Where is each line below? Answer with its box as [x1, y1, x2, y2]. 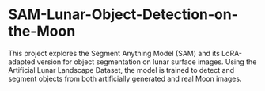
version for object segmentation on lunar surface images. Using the [36, 57, 257, 66]
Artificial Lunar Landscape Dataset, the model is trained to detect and [8, 65, 235, 74]
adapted [8, 57, 36, 66]
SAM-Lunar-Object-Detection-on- [8, 6, 239, 24]
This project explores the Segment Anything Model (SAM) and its [8, 48, 220, 58]
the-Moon [8, 22, 76, 40]
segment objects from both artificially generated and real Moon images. [8, 74, 242, 83]
